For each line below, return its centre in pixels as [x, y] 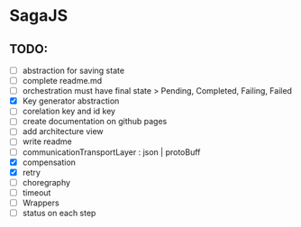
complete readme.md [62, 81]
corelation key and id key [68, 111]
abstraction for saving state [73, 70]
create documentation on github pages [95, 122]
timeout [36, 192]
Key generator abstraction [71, 101]
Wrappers [41, 203]
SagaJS [39, 16]
